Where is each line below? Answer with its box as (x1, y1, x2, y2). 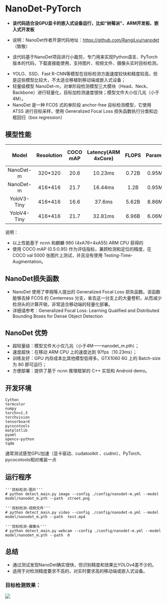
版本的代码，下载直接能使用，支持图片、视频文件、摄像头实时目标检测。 (12, 60, 161, 66)
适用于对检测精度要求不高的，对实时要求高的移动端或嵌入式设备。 (12, 568, 148, 574)
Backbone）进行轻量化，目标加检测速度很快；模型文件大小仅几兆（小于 (12, 89, 160, 95)
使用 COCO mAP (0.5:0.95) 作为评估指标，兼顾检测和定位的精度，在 (12, 246, 152, 252)
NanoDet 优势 (5, 328, 48, 337)
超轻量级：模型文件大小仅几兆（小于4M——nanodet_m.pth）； (12, 343, 140, 349)
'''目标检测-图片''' (5, 487, 43, 492)
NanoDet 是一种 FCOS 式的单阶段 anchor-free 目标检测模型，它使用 (12, 102, 152, 108)
